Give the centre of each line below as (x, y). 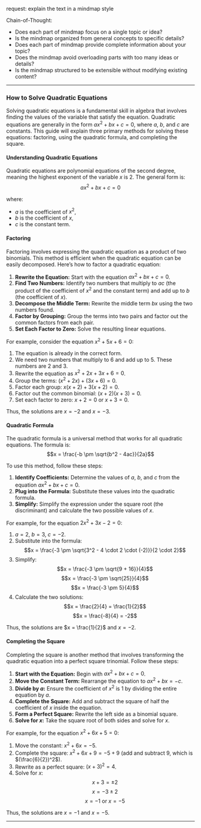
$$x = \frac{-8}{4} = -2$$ (105, 616)
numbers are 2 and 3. (41, 366)
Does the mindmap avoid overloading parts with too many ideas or (97, 57)
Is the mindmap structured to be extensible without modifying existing (101, 70)
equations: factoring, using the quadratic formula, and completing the (92, 137)
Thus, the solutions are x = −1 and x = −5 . (58, 813)
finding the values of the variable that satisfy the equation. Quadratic (91, 117)
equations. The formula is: (38, 445)
